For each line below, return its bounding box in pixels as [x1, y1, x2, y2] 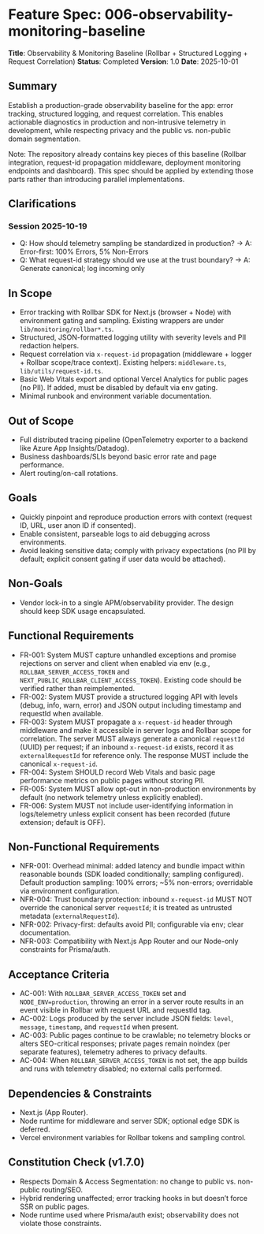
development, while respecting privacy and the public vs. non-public [8, 125, 231, 135]
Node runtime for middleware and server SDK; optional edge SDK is [19, 1116, 240, 1125]
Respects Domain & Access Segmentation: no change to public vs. [19, 1176, 236, 1186]
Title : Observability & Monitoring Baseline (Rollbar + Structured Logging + [8, 48, 248, 58]
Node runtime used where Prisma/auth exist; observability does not [19, 1210, 239, 1219]
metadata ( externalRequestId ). [19, 912, 120, 921]
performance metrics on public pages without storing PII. [19, 775, 205, 785]
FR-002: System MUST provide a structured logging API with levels [19, 692, 239, 701]
